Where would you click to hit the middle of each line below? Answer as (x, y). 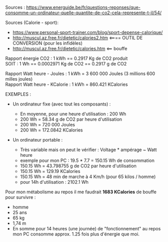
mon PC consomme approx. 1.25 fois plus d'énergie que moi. (76, 234)
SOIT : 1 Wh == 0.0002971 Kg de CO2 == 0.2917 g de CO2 (66, 64)
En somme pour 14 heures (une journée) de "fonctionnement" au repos (87, 229)
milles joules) (19, 79)
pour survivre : (20, 197)
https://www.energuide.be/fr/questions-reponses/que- (83, 7)
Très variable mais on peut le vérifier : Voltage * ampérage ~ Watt (88, 150)
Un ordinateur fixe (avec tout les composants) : (62, 104)
